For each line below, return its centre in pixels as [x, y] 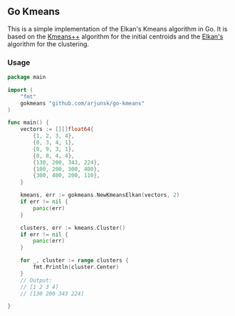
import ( [20, 90]
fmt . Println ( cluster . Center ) [76, 267]
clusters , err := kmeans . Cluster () [73, 228]
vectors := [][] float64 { [57, 130]
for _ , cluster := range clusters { [75, 260]
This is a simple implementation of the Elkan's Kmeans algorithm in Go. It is [117, 28]
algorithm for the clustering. [48, 44]
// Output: [36, 280]
